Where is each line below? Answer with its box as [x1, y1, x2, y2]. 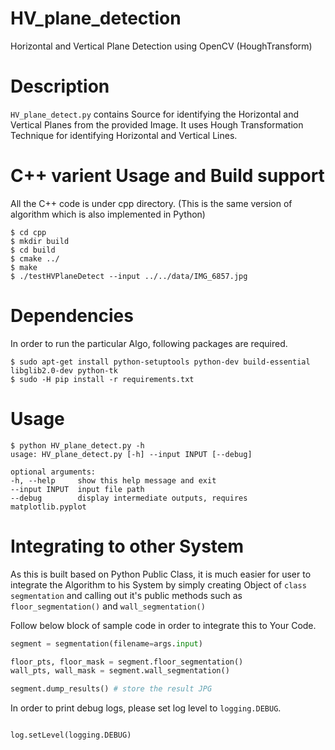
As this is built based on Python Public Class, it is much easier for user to [10, 568, 312, 580]
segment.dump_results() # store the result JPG [10, 684, 213, 694]
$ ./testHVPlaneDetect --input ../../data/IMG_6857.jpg [10, 271, 248, 281]
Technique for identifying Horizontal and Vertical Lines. [10, 129, 238, 141]
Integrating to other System [10, 535, 245, 557]
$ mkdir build [10, 236, 70, 246]
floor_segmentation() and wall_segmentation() [10, 600, 206, 612]
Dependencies [10, 305, 134, 327]
